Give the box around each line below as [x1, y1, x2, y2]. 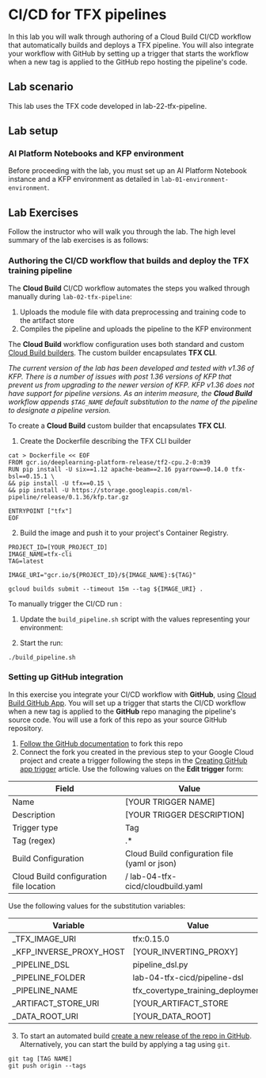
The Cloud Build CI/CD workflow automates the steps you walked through [8, 283, 250, 293]
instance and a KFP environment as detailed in [8, 175, 160, 184]
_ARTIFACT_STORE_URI [12, 998, 100, 1009]
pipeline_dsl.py [132, 959, 188, 970]
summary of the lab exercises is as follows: [8, 236, 149, 245]
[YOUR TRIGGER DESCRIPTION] [125, 809, 245, 820]
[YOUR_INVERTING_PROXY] [132, 946, 239, 957]
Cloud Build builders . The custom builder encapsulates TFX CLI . [8, 348, 218, 357]
